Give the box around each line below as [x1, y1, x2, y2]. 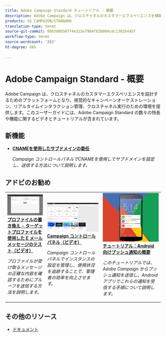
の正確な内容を [7, 270, 38, 276]
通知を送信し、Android [111, 272, 158, 278]
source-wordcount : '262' [5, 40, 56, 45]
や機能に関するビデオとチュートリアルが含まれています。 [5, 116, 122, 122]
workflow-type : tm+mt [5, 34, 50, 39]
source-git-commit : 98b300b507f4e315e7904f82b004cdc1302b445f [5, 29, 136, 34]
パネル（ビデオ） [46, 239, 82, 245]
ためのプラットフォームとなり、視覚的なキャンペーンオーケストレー [9, 97, 147, 103]
